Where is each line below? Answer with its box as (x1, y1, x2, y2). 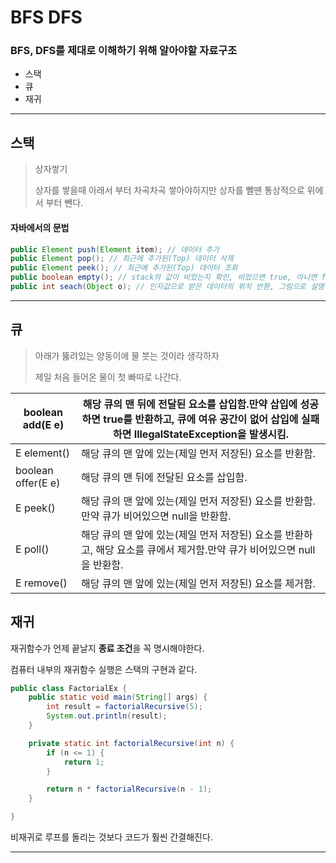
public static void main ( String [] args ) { (28, 692, 208, 703)
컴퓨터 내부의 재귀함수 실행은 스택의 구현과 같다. (10, 663, 198, 675)
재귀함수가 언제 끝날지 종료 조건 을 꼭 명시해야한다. (10, 642, 205, 654)
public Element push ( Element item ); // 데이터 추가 (10, 244, 220, 255)
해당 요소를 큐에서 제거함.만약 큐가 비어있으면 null (95, 542, 316, 556)
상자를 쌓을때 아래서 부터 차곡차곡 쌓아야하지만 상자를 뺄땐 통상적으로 (34, 184, 305, 196)
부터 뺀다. (45, 197, 84, 209)
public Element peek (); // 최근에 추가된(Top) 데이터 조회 (10, 263, 238, 273)
